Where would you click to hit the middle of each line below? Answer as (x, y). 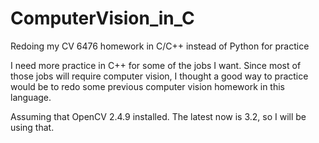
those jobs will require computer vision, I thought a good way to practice (159, 76)
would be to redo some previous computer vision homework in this (147, 86)
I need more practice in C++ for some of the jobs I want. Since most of (156, 65)
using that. (32, 127)
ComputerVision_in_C (102, 18)
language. (31, 97)
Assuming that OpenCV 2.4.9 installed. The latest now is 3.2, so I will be (158, 116)
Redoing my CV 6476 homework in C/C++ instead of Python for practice (160, 46)
